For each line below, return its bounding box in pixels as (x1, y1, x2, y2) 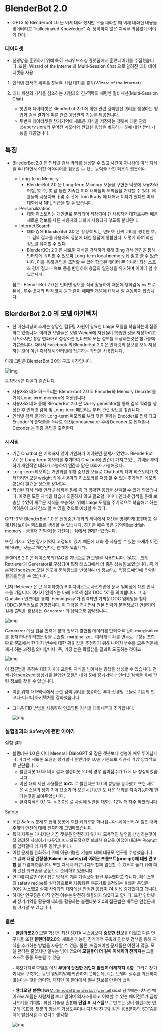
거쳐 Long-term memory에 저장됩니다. (12, 394, 87, 400)
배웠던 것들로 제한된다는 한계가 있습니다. (10, 545, 87, 550)
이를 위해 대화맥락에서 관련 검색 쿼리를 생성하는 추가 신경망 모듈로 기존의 (12, 689, 150, 695)
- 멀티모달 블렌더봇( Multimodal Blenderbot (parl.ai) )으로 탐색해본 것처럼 (12, 987, 151, 993)
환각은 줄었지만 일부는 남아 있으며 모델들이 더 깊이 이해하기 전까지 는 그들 (17, 948, 154, 954)
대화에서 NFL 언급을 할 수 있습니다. (26, 200, 93, 206)
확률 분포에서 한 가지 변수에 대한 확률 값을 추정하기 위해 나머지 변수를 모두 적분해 (5, 640, 158, 646)
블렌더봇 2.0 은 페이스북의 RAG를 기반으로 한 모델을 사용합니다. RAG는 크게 (5, 555, 148, 561)
